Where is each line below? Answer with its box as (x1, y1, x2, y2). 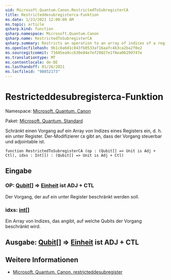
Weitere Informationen (5, 256, 79, 264)
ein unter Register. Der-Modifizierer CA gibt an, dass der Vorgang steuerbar (5, 133, 162, 139)
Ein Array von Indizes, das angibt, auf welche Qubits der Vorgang (5, 218, 142, 224)
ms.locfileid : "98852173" (5, 69, 60, 74)
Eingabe (5, 167, 32, 175)
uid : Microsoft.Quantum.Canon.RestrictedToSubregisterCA (5, 7, 129, 13)
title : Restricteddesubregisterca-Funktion (5, 12, 99, 17)
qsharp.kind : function (5, 27, 53, 32)
